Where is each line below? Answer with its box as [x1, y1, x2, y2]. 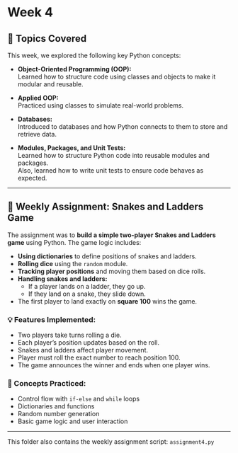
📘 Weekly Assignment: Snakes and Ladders [7, 201, 204, 213]
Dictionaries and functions [17, 402, 95, 411]
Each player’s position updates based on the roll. [17, 338, 160, 347]
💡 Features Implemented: [7, 314, 96, 324]
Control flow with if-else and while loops [17, 394, 140, 403]
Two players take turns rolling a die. [17, 331, 122, 340]
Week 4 [7, 4, 53, 21]
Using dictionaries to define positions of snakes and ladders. [17, 252, 197, 260]
